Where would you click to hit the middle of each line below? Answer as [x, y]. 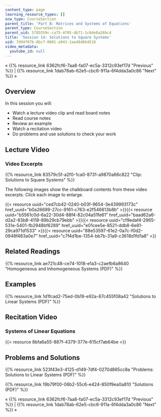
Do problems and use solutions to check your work [64, 134]
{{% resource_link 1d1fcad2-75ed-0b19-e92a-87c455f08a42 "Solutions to [81, 296]
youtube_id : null [27, 51]
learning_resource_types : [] [35, 14]
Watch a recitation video [37, 129]
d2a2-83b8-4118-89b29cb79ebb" [40, 220]
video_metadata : [22, 47]
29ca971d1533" [21, 231]
